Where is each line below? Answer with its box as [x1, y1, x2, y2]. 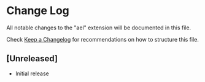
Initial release [15, 70, 49, 77]
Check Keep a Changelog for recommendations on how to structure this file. [6, 35, 199, 43]
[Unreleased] [6, 53, 58, 64]
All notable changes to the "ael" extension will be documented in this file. [6, 24, 191, 31]
